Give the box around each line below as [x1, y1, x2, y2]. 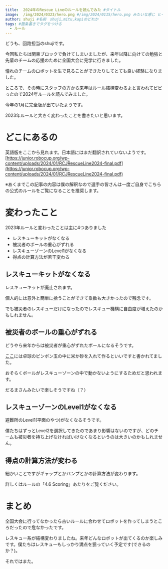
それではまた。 [5, 558, 36, 564]
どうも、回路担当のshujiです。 [5, 41, 67, 47]
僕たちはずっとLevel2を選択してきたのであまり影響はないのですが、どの [5, 428, 154, 434]
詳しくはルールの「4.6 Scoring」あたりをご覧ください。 [5, 481, 121, 487]
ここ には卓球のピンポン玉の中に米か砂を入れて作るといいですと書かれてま [5, 353, 158, 359]
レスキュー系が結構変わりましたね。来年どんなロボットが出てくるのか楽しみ [5, 535, 163, 541]
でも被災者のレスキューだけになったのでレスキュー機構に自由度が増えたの [5, 305, 158, 311]
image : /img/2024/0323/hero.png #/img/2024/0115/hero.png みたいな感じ [5, 12, 155, 17]
